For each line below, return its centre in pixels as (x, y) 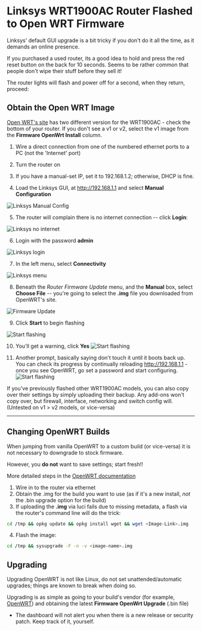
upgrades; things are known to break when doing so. (72, 586)
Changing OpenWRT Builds (58, 432)
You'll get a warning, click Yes (52, 346)
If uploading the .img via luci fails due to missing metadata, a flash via (101, 506)
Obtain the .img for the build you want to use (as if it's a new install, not (103, 494)
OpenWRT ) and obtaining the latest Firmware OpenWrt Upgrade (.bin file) (98, 603)
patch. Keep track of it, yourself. (55, 621)
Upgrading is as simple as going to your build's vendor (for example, (91, 597)
